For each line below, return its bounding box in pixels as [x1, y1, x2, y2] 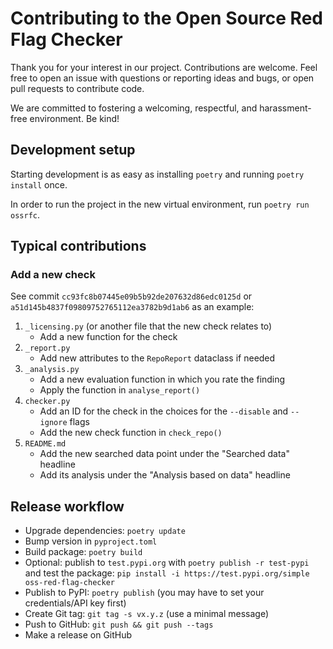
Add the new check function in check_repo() [39, 427, 223, 439]
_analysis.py [24, 365, 80, 375]
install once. [10, 178, 68, 191]
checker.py [24, 397, 71, 407]
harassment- [259, 102, 312, 114]
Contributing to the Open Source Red [10, 7, 323, 30]
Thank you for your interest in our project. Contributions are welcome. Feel [10, 61, 318, 73]
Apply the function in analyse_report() [39, 384, 201, 396]
